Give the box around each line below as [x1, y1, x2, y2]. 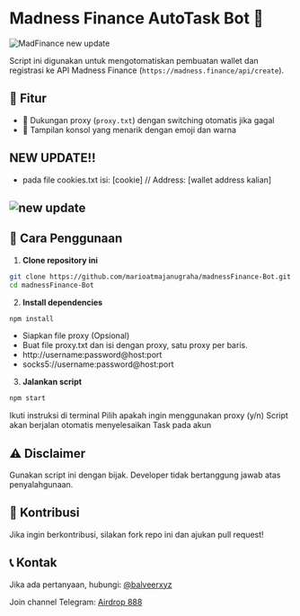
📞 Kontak [9, 555, 57, 570]
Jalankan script [22, 377, 83, 388]
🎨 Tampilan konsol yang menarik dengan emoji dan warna [22, 124, 236, 135]
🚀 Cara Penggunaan [9, 231, 123, 246]
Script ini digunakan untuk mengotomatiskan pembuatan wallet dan [9, 55, 259, 66]
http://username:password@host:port [22, 350, 163, 361]
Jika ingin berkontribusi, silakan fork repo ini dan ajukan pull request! [9, 529, 264, 540]
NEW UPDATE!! [9, 150, 96, 165]
